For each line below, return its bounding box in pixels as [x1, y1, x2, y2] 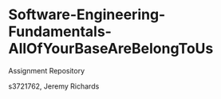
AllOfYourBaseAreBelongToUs [8, 40, 214, 57]
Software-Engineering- [8, 6, 166, 24]
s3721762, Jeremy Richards [8, 81, 100, 91]
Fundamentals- [8, 22, 112, 41]
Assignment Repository [8, 65, 85, 75]
